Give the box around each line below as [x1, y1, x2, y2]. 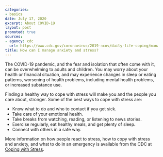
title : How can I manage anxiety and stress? [5, 48, 98, 52]
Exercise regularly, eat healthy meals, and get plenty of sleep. [12, 121, 136, 127]
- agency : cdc [5, 39, 34, 44]
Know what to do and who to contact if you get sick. [12, 105, 116, 112]
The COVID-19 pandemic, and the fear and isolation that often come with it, [5, 61, 155, 67]
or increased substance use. [5, 82, 62, 87]
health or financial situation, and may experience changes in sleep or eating [5, 71, 157, 77]
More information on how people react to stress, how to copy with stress [5, 136, 150, 141]
